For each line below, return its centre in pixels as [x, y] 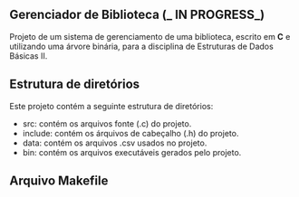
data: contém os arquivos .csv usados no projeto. [115, 143]
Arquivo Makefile [59, 181]
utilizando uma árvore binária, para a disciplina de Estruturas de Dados [141, 46]
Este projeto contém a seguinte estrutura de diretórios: [111, 106]
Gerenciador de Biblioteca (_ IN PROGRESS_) [137, 15]
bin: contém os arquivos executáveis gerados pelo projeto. [132, 152]
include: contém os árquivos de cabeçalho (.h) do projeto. [130, 133]
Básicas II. [29, 56]
